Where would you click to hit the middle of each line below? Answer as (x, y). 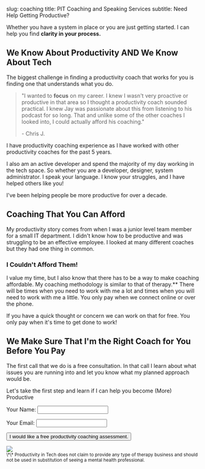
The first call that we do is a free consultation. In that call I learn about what (102, 366)
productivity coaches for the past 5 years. (59, 152)
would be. (19, 378)
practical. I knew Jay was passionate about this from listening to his (106, 108)
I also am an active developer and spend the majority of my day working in (100, 163)
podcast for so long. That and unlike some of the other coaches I (103, 115)
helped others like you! (35, 183)
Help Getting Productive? (38, 15)
